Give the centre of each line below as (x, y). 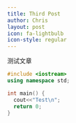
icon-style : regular (37, 40)
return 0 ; (28, 106)
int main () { (26, 93)
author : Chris (28, 20)
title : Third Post (34, 14)
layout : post (26, 27)
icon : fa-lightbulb (36, 33)
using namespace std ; (39, 81)
